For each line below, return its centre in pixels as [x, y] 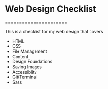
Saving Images [27, 67]
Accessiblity [24, 72]
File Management [29, 51]
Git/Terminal [25, 77]
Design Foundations [32, 61]
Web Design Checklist [51, 9]
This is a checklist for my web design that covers [54, 31]
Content [20, 56]
